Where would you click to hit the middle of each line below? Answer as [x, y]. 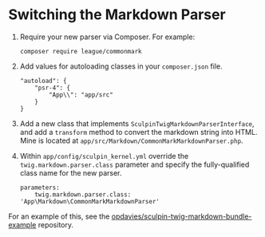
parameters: [40, 188]
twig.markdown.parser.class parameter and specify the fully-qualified [134, 164]
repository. [56, 224]
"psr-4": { [53, 88]
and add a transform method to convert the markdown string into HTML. [138, 132]
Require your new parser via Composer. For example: [107, 37]
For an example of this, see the [59, 216]
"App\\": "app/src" [81, 95]
